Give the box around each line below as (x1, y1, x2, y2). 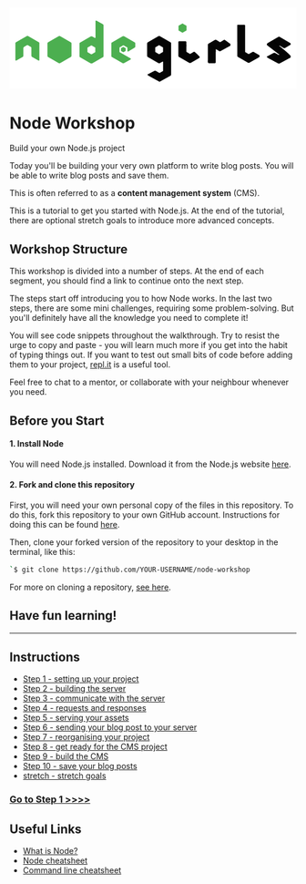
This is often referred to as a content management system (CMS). (9, 188, 260, 199)
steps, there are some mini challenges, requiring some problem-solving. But (9, 303, 294, 314)
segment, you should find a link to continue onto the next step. (9, 275, 244, 286)
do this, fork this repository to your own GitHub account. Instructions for (9, 509, 280, 520)
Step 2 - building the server (22, 684, 127, 694)
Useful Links (9, 821, 82, 837)
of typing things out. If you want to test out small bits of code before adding (9, 349, 293, 361)
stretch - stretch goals (22, 770, 107, 781)
